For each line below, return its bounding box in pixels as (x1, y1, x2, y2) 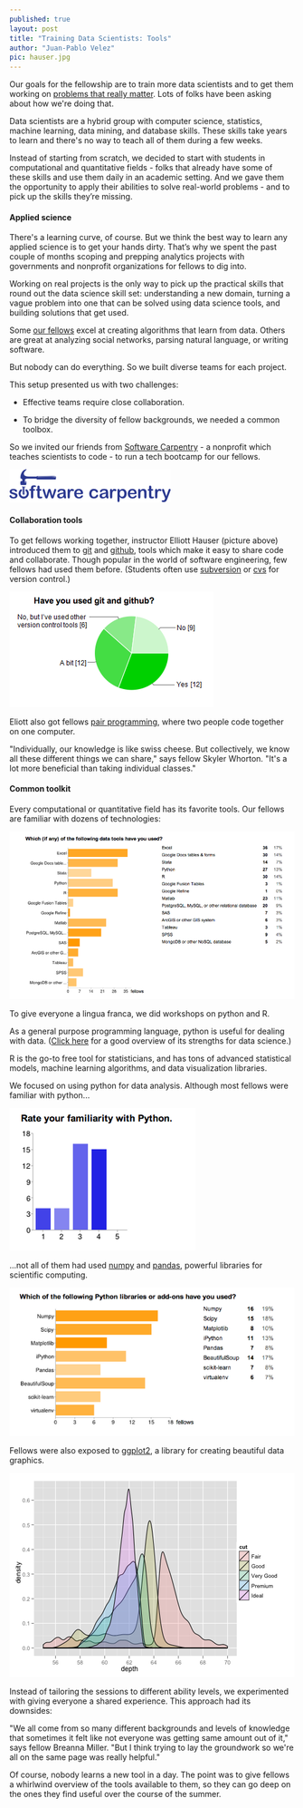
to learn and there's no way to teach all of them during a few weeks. (9, 135, 263, 146)
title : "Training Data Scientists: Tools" (9, 34, 172, 43)
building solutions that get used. (9, 307, 129, 318)
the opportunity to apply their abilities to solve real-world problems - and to (9, 181, 290, 192)
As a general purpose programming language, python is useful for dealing (9, 1026, 285, 1037)
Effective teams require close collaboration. (22, 397, 185, 408)
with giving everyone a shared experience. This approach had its (9, 1696, 251, 1706)
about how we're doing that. (9, 98, 115, 109)
